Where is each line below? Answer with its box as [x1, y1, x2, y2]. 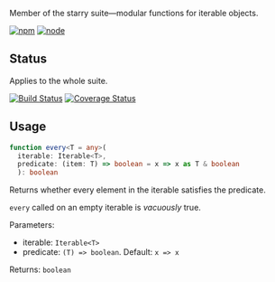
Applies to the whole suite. [9, 75, 108, 86]
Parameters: [9, 220, 55, 230]
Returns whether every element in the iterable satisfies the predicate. [9, 184, 266, 195]
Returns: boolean [9, 264, 72, 275]
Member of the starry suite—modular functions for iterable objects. [9, 8, 259, 18]
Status [9, 52, 48, 67]
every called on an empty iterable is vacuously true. [9, 202, 201, 213]
